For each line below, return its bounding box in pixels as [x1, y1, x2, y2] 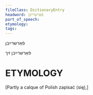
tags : [5, 26, 17, 31]
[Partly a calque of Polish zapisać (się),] [5, 84, 89, 90]
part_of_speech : [5, 17, 40, 22]
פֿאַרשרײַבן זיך [5, 50, 32, 56]
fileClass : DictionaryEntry [5, 7, 65, 13]
